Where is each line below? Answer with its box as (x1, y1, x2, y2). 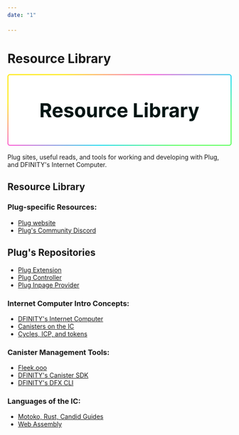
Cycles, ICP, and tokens (17, 329, 87, 338)
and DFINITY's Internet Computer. (7, 161, 107, 169)
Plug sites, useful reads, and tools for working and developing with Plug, (7, 153, 219, 161)
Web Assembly (17, 420, 63, 429)
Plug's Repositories (7, 247, 96, 259)
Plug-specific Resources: (7, 203, 97, 213)
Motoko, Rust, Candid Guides (17, 412, 104, 421)
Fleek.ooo (17, 363, 48, 372)
